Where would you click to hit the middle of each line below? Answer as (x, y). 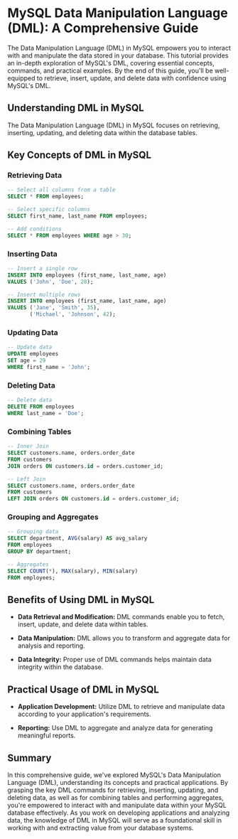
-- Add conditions (34, 229)
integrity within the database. (60, 667)
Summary (29, 758)
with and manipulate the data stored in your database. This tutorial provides (118, 55)
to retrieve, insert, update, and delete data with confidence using (131, 78)
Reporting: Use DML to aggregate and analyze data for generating (115, 728)
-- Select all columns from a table (61, 190)
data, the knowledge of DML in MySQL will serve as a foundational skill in (115, 820)
